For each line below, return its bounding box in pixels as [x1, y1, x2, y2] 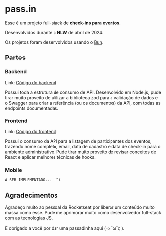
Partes [5, 54, 26, 62]
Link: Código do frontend [5, 128, 56, 134]
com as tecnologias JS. [5, 215, 53, 221]
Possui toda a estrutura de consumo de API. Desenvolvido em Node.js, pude [5, 89, 161, 95]
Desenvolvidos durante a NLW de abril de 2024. [5, 29, 104, 35]
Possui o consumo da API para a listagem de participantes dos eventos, [5, 138, 152, 144]
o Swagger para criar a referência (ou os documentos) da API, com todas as [5, 100, 161, 106]
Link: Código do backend [5, 79, 56, 85]
